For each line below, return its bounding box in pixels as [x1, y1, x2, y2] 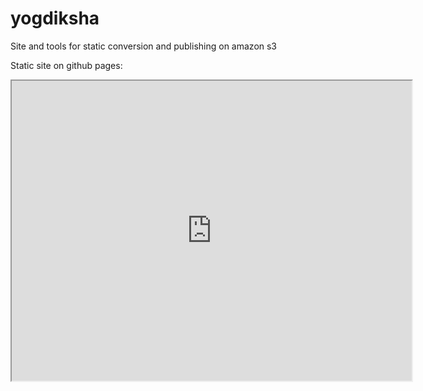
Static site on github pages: [10, 59, 123, 71]
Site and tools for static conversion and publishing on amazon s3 [10, 40, 278, 52]
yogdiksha [10, 7, 100, 30]
